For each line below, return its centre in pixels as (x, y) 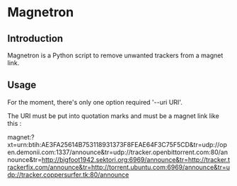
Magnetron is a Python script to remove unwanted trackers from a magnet (115, 55)
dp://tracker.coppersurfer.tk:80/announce (68, 175)
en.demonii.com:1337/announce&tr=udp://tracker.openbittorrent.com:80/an (118, 152)
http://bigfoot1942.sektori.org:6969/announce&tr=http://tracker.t (136, 159)
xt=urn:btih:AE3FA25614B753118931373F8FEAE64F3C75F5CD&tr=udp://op (117, 144)
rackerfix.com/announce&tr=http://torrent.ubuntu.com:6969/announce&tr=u (118, 167)
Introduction (35, 39)
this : (15, 123)
